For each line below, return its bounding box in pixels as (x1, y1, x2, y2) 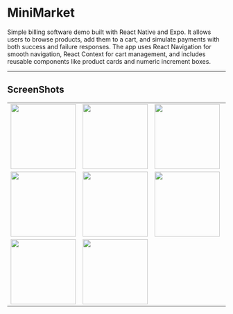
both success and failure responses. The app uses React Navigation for (7, 42, 212, 51)
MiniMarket (7, 5, 75, 21)
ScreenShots (7, 84, 64, 96)
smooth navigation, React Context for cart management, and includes (7, 50, 206, 58)
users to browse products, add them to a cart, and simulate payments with (7, 35, 220, 43)
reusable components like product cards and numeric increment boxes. (7, 57, 212, 65)
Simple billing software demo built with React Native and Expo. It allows (7, 28, 212, 36)
